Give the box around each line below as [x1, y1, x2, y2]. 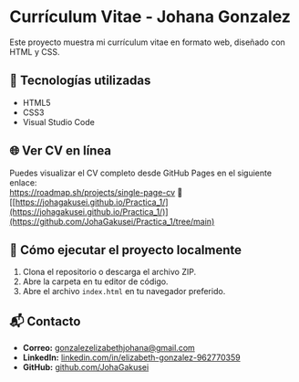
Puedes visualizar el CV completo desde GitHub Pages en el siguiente [9, 167, 272, 178]
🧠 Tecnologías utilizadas [9, 73, 151, 89]
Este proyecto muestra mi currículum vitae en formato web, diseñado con [9, 37, 285, 48]
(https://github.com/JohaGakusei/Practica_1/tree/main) [9, 216, 215, 227]
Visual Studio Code [22, 116, 96, 127]
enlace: [9, 176, 37, 188]
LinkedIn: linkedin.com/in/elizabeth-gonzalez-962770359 [22, 352, 241, 363]
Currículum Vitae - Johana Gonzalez [9, 6, 292, 27]
